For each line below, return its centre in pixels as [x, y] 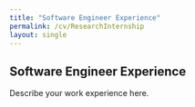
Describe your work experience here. [79, 93]
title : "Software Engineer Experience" [85, 18]
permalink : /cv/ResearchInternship [77, 26]
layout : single [38, 34]
